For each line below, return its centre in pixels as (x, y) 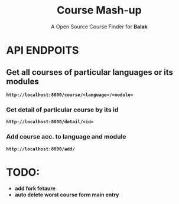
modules (23, 81)
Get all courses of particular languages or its (89, 72)
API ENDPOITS (43, 50)
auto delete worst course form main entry (67, 195)
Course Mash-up (99, 10)
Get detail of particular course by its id (62, 110)
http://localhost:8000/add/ (41, 149)
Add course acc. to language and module (66, 137)
